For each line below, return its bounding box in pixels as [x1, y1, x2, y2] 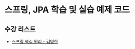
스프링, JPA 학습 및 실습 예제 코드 [4, 4, 130, 15]
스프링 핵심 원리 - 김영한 [11, 39, 58, 44]
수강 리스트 [4, 25, 36, 33]
